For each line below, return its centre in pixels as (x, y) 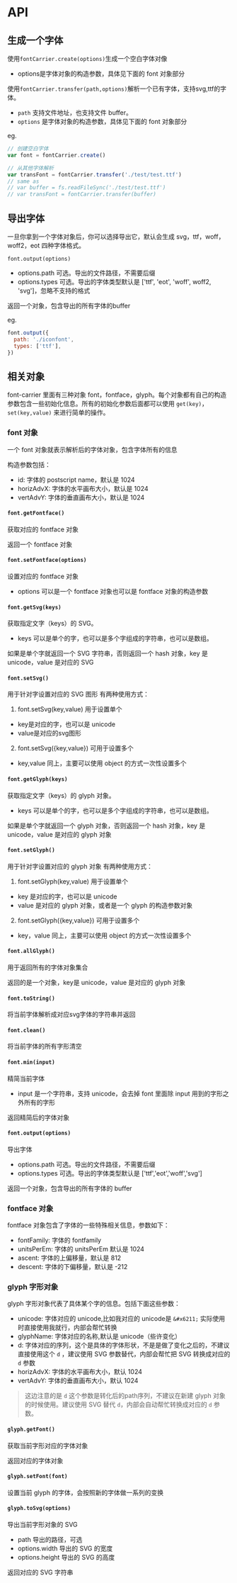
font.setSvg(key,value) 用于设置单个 (70, 709)
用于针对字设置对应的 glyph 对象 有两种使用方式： (80, 866)
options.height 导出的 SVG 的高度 (66, 1557)
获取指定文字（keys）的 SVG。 (52, 624)
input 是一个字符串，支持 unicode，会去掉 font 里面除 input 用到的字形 (120, 1093)
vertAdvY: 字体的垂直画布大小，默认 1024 (78, 1381)
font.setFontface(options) (47, 560)
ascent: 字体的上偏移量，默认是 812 (69, 1258)
